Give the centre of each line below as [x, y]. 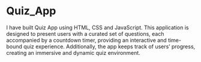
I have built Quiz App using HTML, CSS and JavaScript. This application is [97, 27]
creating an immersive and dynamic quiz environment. [73, 52]
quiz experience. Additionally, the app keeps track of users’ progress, [109, 46]
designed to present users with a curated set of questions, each [85, 33]
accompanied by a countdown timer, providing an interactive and [86, 40]
